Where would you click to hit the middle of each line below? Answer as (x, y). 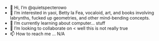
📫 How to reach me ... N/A (37, 34)
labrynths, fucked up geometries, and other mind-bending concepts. (80, 18)
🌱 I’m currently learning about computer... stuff (57, 23)
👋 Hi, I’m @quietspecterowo (38, 8)
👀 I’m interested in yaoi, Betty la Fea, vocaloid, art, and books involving (82, 13)
